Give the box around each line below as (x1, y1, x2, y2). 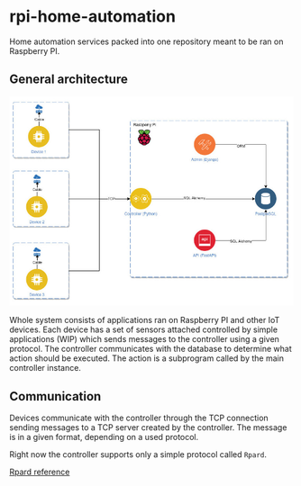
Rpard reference (9, 466, 70, 478)
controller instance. (9, 363, 81, 373)
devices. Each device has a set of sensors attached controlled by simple (9, 324, 278, 335)
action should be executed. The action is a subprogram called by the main (9, 353, 284, 364)
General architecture (9, 72, 128, 87)
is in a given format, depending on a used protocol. (9, 432, 199, 443)
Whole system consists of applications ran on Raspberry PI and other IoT (9, 315, 280, 326)
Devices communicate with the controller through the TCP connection (9, 412, 269, 424)
